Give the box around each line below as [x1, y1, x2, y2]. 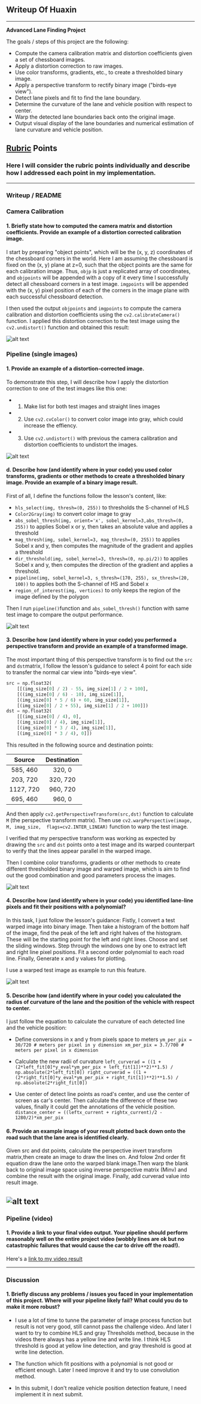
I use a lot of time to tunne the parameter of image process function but [14, 1317, 191, 1324]
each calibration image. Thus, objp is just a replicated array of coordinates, [6, 267, 191, 274]
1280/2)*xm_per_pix [14, 1115, 64, 1121]
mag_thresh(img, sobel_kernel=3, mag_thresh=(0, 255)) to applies [14, 536, 181, 543]
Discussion [6, 1276, 40, 1284]
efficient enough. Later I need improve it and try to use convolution [14, 1366, 179, 1374]
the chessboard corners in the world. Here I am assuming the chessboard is [6, 255, 193, 262]
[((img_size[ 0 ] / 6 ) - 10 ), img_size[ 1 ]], [17, 692, 124, 698]
